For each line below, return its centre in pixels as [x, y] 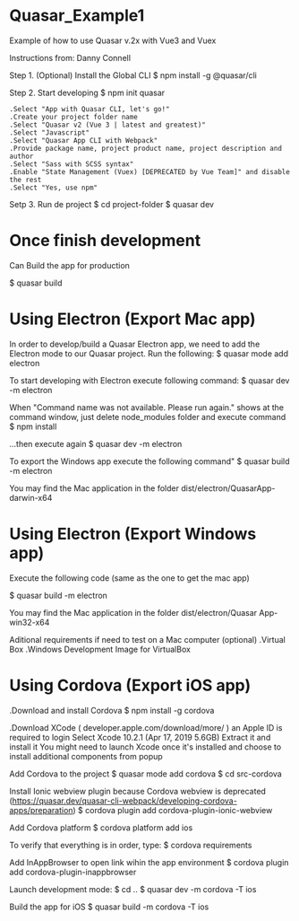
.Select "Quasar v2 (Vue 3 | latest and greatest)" [107, 125]
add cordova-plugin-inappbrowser [73, 872]
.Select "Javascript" [50, 132]
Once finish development [105, 241]
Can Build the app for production [69, 265]
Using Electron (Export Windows [133, 534]
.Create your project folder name [74, 117]
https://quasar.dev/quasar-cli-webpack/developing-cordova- [124, 801]
